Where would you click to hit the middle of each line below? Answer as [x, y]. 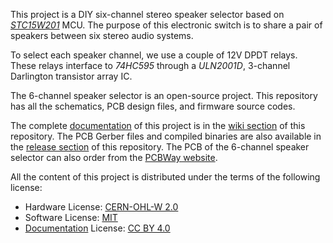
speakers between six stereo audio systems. [102, 35]
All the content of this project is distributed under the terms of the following [165, 177]
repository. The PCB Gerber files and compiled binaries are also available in [166, 136]
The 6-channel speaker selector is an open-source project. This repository [164, 95]
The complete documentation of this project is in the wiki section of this [158, 125]
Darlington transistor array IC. [71, 76]
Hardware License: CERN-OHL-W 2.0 [101, 207]
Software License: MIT [71, 217]
